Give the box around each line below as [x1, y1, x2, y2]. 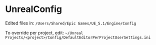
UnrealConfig [5, 3, 62, 15]
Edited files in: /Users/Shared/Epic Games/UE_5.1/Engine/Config [5, 20, 136, 26]
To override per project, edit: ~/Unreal [5, 29, 83, 35]
